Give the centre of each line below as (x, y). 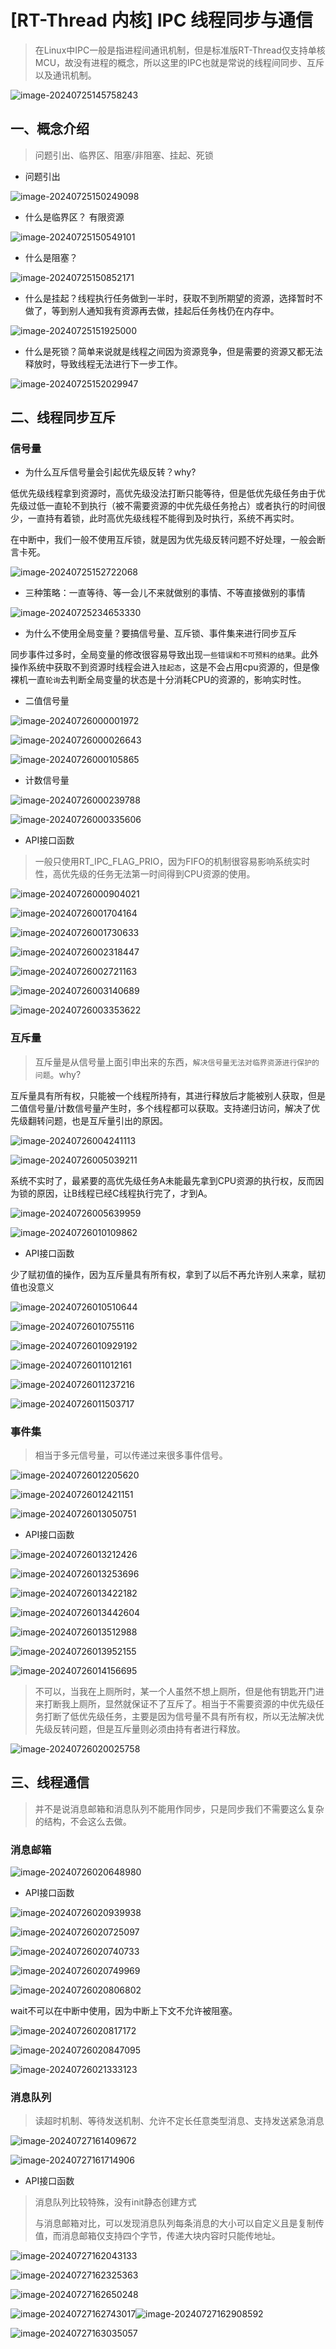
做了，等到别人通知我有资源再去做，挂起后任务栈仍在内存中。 (152, 310)
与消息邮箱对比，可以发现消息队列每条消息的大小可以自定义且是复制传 (179, 2223)
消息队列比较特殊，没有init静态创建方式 (115, 2202)
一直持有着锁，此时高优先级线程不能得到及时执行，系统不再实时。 (163, 518)
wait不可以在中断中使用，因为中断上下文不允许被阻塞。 (124, 2011)
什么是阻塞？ (51, 257)
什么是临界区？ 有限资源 (74, 217)
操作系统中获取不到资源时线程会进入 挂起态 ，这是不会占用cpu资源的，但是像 (165, 667)
